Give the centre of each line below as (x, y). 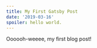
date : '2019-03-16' (30, 17)
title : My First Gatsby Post (42, 11)
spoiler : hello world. (34, 22)
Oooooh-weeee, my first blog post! (49, 39)
